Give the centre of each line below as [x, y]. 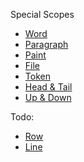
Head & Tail [48, 87]
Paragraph [46, 44]
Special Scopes [42, 14]
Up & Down [48, 97]
